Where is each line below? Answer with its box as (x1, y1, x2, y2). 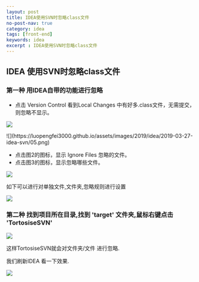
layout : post (6, 8, 39, 15)
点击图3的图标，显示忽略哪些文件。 (15, 159, 104, 166)
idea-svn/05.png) (6, 139, 50, 146)
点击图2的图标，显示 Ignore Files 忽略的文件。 (15, 151, 130, 158)
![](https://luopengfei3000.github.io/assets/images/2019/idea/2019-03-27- (6, 132, 194, 139)
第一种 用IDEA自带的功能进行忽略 (6, 86, 103, 94)
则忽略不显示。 (15, 108, 53, 116)
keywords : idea (6, 37, 45, 43)
